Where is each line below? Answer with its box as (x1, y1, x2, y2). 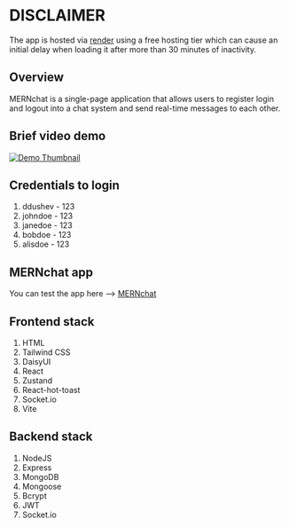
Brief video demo (9, 129, 106, 144)
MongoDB (21, 471, 59, 482)
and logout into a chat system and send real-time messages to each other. (9, 103, 281, 114)
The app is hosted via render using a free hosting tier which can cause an (9, 35, 278, 45)
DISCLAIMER (9, 5, 106, 26)
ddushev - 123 (21, 201, 75, 212)
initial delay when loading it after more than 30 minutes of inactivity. (9, 43, 257, 54)
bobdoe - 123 (21, 230, 72, 240)
